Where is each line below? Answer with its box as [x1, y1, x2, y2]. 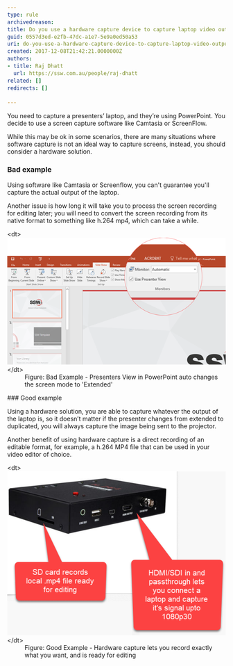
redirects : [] [7, 84, 49, 92]
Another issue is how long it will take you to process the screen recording [7, 202, 217, 210]
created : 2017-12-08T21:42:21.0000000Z [7, 48, 123, 55]
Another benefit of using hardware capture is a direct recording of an [7, 435, 205, 444]
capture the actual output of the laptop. [7, 188, 119, 196]
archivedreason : [7, 18, 54, 26]
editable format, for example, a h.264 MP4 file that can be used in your [7, 442, 210, 451]
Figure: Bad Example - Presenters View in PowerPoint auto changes [24, 373, 218, 381]
